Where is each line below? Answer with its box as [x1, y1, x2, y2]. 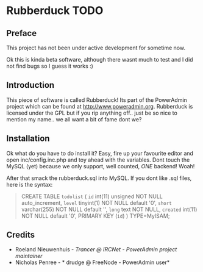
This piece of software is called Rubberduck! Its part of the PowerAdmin [6, 96, 187, 104]
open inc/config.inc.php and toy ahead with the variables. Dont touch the [6, 156, 190, 163]
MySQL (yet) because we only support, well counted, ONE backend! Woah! [6, 162, 195, 170]
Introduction [6, 80, 55, 90]
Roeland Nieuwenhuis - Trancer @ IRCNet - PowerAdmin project [15, 246, 177, 253]
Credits [6, 230, 35, 240]
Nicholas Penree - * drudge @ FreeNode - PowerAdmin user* [15, 259, 170, 266]
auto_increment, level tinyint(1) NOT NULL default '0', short [21, 199, 172, 206]
